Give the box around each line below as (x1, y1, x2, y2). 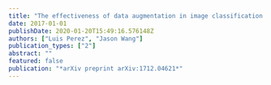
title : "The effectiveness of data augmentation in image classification (8, 11, 264, 20)
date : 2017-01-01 (8, 19, 67, 28)
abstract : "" (8, 49, 53, 57)
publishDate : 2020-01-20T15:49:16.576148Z (8, 27, 154, 35)
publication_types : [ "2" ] (8, 42, 96, 50)
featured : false (8, 57, 63, 66)
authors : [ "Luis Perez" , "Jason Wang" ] (8, 34, 144, 43)
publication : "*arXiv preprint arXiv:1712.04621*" (8, 65, 183, 73)
